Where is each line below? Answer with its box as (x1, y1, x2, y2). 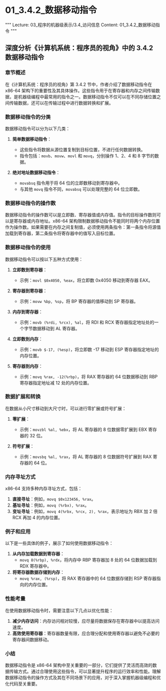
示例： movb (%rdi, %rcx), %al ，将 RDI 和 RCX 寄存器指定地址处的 (19, 319, 155, 325)
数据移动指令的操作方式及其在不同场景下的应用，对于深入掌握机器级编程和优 (5, 675, 161, 680)
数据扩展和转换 (5, 393, 41, 400)
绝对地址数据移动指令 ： (12, 169, 60, 175)
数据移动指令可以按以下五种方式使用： (5, 256, 83, 262)
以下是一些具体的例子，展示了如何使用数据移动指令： (5, 540, 114, 546)
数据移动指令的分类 (5, 113, 51, 120)
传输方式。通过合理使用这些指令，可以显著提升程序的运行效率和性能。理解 (9, 668, 161, 674)
